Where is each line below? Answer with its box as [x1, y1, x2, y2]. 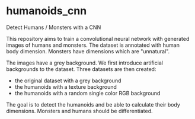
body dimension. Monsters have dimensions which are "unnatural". [6, 47, 170, 54]
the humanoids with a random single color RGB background [14, 89, 161, 97]
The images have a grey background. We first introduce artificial [6, 59, 163, 66]
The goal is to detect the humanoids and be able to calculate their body [6, 101, 181, 108]
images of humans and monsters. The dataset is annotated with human [6, 41, 180, 49]
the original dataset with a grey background [14, 77, 122, 84]
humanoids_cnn [6, 4, 87, 18]
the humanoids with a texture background [14, 83, 117, 90]
